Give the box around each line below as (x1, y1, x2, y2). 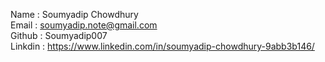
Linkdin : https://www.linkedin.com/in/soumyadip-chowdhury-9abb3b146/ (10, 40, 315, 52)
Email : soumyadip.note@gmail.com (10, 19, 158, 31)
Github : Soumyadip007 (10, 30, 108, 41)
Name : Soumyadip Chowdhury (10, 9, 139, 20)
